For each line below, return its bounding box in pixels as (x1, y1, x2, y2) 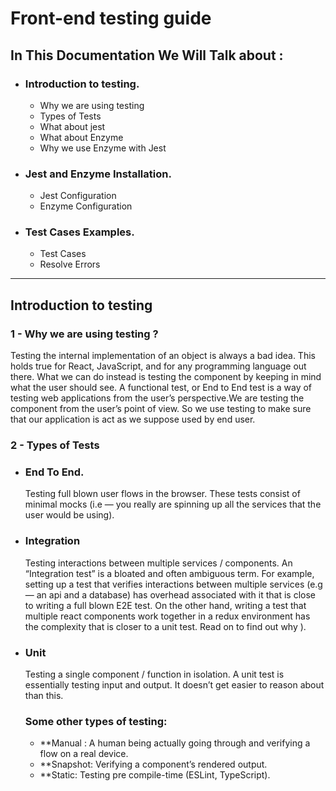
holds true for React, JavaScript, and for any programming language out (10, 360, 307, 372)
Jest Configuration (39, 190, 117, 202)
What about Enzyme (39, 131, 124, 143)
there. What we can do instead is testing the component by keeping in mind (10, 371, 322, 383)
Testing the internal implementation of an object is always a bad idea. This (10, 350, 316, 362)
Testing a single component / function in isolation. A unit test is (24, 668, 285, 680)
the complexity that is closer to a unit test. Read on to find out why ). (24, 620, 307, 632)
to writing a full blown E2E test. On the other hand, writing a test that (24, 599, 307, 611)
